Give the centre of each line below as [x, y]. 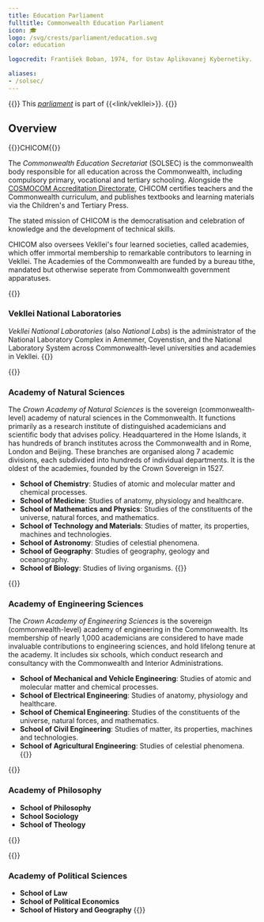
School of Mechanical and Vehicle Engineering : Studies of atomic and [135, 679]
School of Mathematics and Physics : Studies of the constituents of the [136, 509]
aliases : [23, 74]
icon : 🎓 [23, 30]
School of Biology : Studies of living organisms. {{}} [103, 568]
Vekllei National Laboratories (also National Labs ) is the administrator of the [132, 331]
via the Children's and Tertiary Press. [68, 205]
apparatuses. [30, 277]
